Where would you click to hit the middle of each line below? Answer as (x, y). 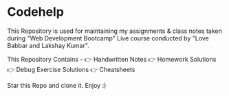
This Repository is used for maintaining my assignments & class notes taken (115, 31)
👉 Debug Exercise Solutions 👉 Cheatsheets (71, 69)
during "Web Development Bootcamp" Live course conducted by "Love (108, 38)
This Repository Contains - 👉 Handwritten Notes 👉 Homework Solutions (112, 59)
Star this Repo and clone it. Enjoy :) (57, 85)
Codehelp (35, 12)
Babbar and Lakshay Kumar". (48, 45)
